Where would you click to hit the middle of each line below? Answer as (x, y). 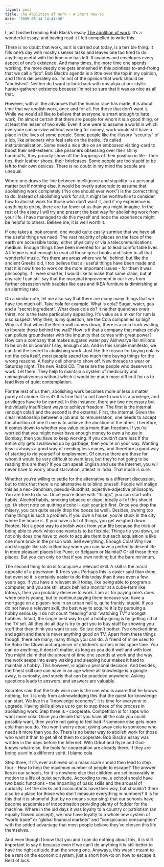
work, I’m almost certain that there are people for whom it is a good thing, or (82, 119)
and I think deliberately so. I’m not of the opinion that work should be (74, 78)
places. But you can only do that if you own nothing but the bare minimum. (80, 557)
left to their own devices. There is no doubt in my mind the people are (75, 166)
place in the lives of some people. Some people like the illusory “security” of (82, 135)
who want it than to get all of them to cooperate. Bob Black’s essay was (77, 737)
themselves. (17, 830)
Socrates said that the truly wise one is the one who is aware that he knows (81, 691)
